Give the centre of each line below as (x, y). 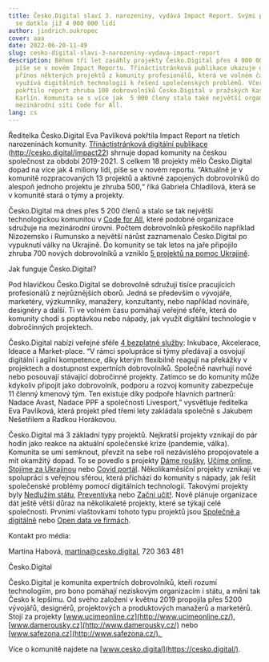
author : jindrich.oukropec (53, 30)
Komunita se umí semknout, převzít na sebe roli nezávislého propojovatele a (134, 452)
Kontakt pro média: (40, 536)
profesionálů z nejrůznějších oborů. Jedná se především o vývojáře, (120, 293)
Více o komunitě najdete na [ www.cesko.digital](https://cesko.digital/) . (124, 649)
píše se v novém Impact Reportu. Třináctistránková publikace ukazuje (136, 68)
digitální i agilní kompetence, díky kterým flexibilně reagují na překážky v (128, 359)
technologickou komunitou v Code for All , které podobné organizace (121, 219)
